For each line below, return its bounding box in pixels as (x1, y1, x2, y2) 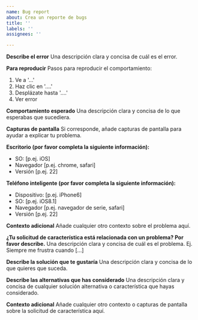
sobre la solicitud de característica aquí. (6, 307, 105, 315)
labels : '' (6, 25, 34, 32)
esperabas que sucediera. (6, 114, 71, 121)
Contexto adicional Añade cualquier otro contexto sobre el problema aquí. (6, 222, 191, 230)
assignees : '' (6, 31, 42, 37)
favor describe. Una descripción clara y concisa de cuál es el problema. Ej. (6, 240, 193, 248)
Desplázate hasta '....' (14, 89, 68, 96)
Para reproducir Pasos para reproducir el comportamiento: (6, 64, 152, 72)
